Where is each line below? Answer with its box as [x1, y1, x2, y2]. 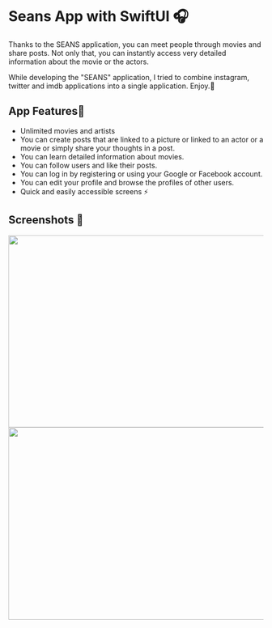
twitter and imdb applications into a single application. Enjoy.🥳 [8, 81, 215, 91]
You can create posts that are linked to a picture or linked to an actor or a [19, 134, 264, 144]
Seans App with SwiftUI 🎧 [8, 7, 189, 26]
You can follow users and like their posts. [19, 160, 158, 170]
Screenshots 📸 [8, 213, 84, 227]
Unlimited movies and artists [19, 125, 116, 135]
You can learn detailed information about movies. [19, 151, 185, 161]
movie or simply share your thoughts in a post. [19, 143, 176, 153]
